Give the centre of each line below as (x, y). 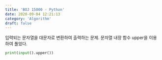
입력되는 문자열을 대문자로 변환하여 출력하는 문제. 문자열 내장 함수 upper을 (77, 38)
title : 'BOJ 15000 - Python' (35, 10)
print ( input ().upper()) (29, 53)
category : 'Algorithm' (28, 19)
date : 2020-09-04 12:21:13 (33, 14)
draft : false (18, 23)
